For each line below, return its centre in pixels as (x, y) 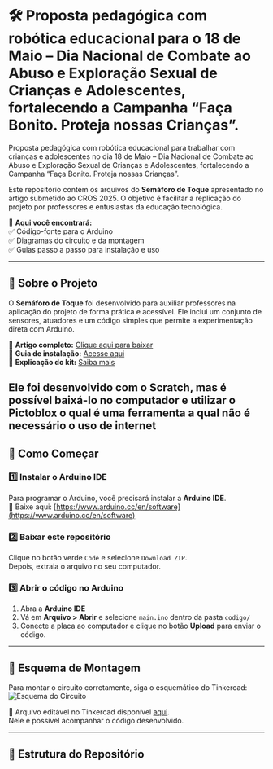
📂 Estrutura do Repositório (76, 754)
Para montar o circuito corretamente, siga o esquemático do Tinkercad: (128, 688)
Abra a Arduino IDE (53, 609)
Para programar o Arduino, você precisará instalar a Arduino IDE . (117, 498)
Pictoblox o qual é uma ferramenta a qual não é (129, 413)
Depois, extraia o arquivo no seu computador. (84, 566)
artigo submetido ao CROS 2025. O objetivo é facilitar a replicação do (125, 198)
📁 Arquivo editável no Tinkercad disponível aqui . (89, 712)
